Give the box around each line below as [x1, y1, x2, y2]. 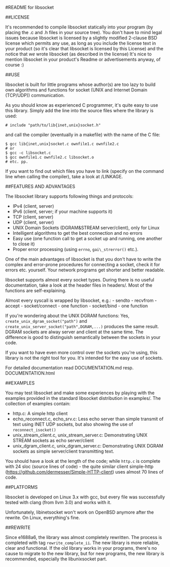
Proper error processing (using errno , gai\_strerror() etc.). [12, 246, 139, 252]
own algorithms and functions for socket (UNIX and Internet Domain [5, 87, 148, 93]
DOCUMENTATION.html [5, 370, 55, 376]
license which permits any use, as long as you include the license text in [5, 40, 156, 46]
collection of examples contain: [5, 401, 71, 406]
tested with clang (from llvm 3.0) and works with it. [5, 499, 112, 505]
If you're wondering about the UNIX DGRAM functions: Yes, [5, 312, 130, 319]
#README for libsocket [5, 5, 54, 10]
